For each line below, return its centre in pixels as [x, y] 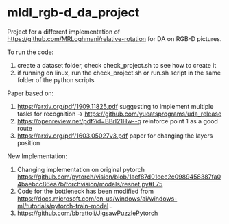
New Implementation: [37, 156]
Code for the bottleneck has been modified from [85, 191]
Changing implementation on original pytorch [81, 169]
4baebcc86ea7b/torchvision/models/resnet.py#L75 [90, 184]
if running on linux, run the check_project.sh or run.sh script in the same [119, 73]
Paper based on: [31, 93]
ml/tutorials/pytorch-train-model [63, 206]
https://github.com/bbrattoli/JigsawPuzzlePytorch [87, 213]
